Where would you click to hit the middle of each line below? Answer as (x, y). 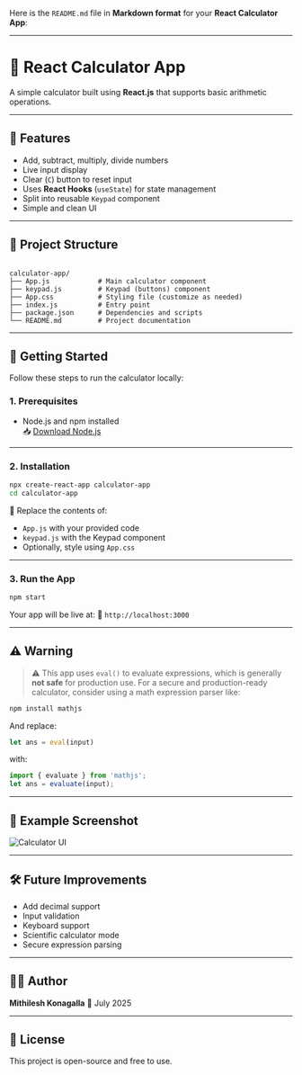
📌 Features (40, 139)
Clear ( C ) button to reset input (77, 179)
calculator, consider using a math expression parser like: (136, 692)
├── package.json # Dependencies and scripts (106, 313)
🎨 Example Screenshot (74, 821)
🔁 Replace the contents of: (58, 510)
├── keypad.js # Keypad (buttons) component (110, 289)
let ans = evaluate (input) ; (62, 784)
